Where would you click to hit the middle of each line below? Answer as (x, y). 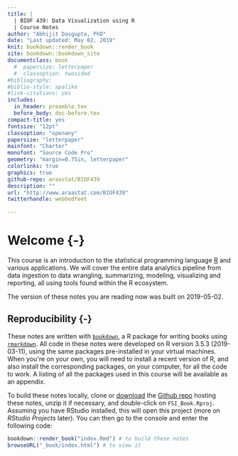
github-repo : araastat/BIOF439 (54, 179)
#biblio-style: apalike (43, 87)
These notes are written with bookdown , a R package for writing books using (117, 336)
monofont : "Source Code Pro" (50, 153)
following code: (30, 425)
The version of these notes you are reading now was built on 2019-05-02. (115, 297)
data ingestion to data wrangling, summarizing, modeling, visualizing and (114, 275)
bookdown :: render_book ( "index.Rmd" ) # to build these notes (98, 438)
